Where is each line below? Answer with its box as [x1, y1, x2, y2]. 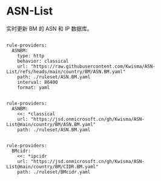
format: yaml [17, 84, 50, 91]
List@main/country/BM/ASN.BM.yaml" [6, 121, 96, 127]
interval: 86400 [17, 79, 59, 85]
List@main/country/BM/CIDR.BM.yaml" [6, 164, 99, 170]
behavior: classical [17, 58, 69, 64]
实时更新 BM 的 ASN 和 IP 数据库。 [6, 25, 93, 32]
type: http [17, 52, 45, 59]
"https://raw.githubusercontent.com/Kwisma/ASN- [30, 63, 156, 69]
